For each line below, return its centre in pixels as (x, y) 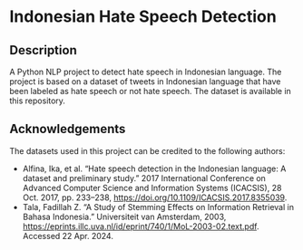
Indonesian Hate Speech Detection (143, 17)
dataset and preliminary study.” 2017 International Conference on (144, 178)
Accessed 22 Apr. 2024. (68, 236)
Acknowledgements (68, 129)
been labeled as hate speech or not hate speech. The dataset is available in (151, 91)
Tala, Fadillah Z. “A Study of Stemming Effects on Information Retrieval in (158, 207)
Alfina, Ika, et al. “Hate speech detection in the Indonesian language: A (154, 168)
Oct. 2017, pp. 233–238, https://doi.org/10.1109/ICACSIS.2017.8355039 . (155, 197)
